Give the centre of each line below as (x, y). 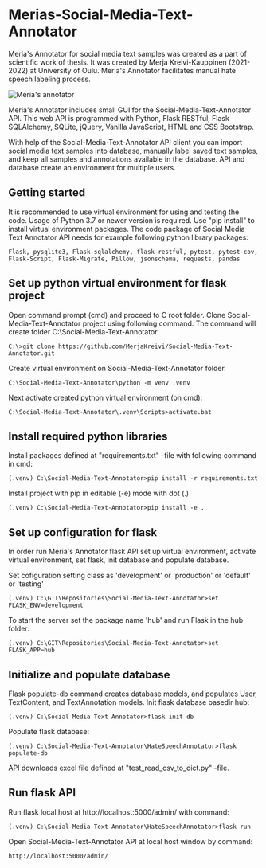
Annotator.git (32, 353)
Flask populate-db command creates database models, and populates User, (133, 694)
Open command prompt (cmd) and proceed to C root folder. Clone (117, 315)
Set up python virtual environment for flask (117, 283)
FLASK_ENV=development (46, 606)
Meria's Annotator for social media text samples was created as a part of (127, 53)
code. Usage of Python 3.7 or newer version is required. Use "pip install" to (131, 220)
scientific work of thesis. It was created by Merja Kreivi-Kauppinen (117, 62)
